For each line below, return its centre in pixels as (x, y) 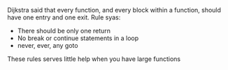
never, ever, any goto (48, 45)
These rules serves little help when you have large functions (94, 59)
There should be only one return (64, 31)
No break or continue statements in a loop (78, 38)
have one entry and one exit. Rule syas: (64, 17)
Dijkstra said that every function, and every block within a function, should (114, 10)
